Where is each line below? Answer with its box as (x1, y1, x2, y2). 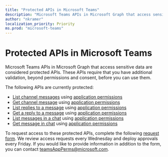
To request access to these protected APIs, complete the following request (5, 130, 159, 136)
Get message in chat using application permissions (12, 120, 118, 126)
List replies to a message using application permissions (12, 104, 126, 110)
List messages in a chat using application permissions (12, 115, 124, 121)
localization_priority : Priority (5, 21, 75, 26)
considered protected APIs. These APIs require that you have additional (5, 69, 152, 75)
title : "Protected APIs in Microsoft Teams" (5, 7, 99, 12)
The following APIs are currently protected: (5, 84, 94, 90)
